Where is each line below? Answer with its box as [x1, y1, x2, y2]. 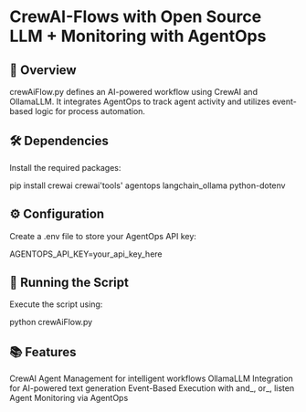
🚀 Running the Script [9, 275, 130, 291]
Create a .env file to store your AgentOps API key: [9, 230, 196, 241]
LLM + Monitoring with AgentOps [9, 26, 267, 47]
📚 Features [9, 344, 77, 360]
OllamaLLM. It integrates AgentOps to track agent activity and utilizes [9, 96, 271, 107]
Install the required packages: [9, 162, 121, 173]
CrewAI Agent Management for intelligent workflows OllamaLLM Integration [9, 373, 294, 385]
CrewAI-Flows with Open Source [9, 6, 262, 27]
